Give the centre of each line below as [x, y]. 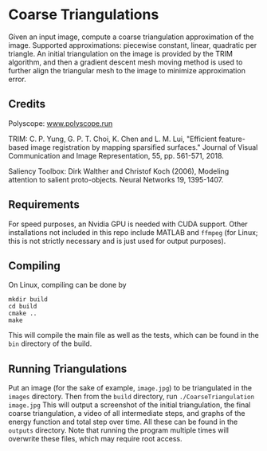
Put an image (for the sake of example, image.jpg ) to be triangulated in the [130, 388]
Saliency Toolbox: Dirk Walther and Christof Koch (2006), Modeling [119, 171]
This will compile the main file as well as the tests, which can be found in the [133, 335]
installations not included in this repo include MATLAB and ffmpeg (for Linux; [133, 232]
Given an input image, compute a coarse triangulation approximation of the [131, 37]
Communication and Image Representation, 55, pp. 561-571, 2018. [116, 155]
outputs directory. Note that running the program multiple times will [119, 430]
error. [17, 79]
